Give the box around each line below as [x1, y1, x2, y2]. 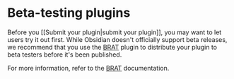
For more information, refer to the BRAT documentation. [7, 64, 170, 72]
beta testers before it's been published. [7, 50, 122, 59]
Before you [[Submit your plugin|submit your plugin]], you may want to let [7, 28, 222, 36]
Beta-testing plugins [7, 5, 131, 21]
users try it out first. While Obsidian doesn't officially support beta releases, [7, 35, 228, 43]
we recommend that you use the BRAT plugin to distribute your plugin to [7, 43, 218, 51]
